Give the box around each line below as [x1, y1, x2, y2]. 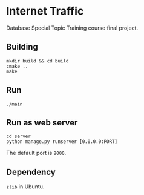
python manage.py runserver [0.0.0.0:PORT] [6, 139, 118, 145]
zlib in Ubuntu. [6, 183, 45, 190]
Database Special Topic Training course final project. [6, 24, 138, 31]
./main [6, 101, 23, 107]
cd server [6, 133, 31, 140]
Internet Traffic [6, 4, 84, 18]
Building [6, 42, 38, 52]
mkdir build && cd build [6, 58, 69, 64]
